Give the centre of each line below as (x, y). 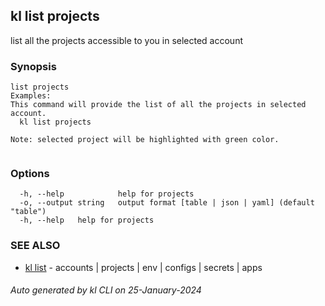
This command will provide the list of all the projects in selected (158, 105)
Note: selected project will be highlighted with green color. (145, 140)
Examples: (31, 96)
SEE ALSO (35, 246)
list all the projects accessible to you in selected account (126, 40)
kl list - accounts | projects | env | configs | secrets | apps (143, 267)
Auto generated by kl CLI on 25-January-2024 (106, 290)
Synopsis (33, 66)
